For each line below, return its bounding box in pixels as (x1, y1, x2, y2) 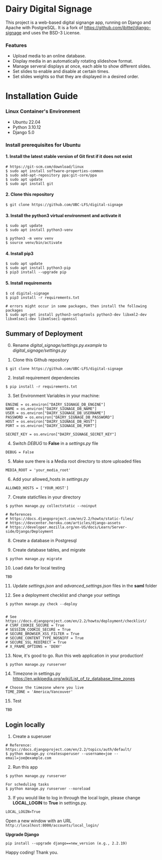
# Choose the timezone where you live (5, 685, 84, 690)
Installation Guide (5, 91, 78, 102)
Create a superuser (12, 734, 51, 740)
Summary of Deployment (5, 329, 83, 338)
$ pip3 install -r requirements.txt (5, 295, 80, 300)
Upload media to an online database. (12, 53, 86, 59)
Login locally (5, 721, 45, 729)
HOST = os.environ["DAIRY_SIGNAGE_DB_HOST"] (5, 419, 97, 424)
